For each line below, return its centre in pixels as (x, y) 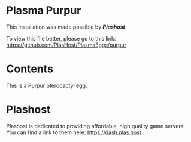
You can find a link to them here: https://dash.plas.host (74, 132)
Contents (30, 69)
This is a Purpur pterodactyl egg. (47, 85)
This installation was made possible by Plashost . (66, 27)
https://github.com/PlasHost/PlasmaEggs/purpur (66, 45)
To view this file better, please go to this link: (61, 38)
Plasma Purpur (44, 10)
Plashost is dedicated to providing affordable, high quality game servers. (96, 126)
